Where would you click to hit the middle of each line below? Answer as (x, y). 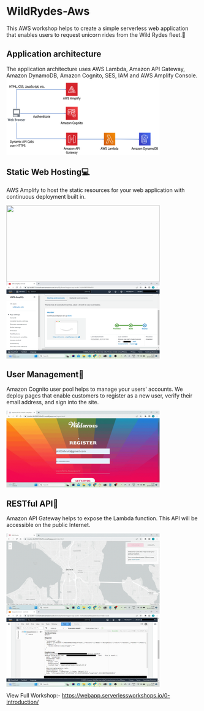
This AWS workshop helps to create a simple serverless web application (97, 28)
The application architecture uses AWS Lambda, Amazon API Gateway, (96, 69)
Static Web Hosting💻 (48, 172)
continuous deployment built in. (46, 196)
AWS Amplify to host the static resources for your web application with (96, 190)
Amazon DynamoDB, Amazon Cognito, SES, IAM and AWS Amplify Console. (102, 75)
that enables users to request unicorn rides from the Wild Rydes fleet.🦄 (96, 34)
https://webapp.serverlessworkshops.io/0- (116, 696)
